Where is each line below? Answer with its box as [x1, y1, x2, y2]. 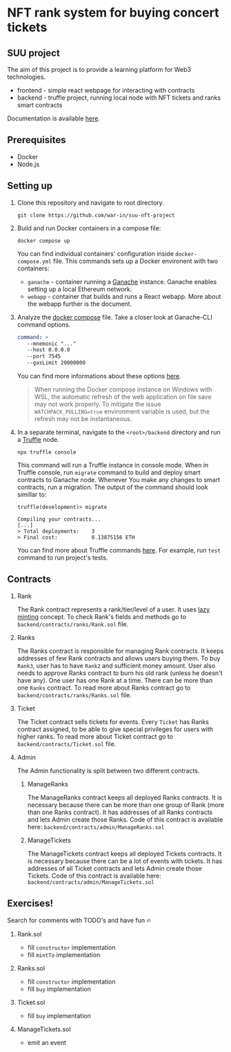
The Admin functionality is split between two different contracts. [17, 766, 200, 775]
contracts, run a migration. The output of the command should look [17, 483, 208, 491]
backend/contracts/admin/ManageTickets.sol [27, 878, 155, 886]
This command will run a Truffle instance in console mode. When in [17, 461, 209, 469]
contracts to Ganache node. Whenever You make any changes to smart [17, 476, 221, 483]
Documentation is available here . [7, 114, 100, 122]
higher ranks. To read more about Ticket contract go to [17, 732, 174, 741]
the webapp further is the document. [27, 299, 132, 308]
